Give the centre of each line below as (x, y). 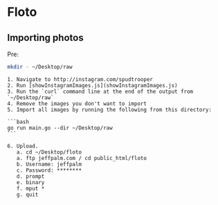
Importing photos (46, 38)
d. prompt (30, 176)
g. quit (27, 195)
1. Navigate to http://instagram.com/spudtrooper (80, 79)
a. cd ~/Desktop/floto (49, 152)
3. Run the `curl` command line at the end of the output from (100, 91)
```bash (18, 122)
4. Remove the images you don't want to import (77, 104)
